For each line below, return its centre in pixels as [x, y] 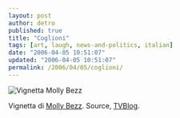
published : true [35, 30]
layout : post [30, 16]
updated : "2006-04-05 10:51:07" [62, 61]
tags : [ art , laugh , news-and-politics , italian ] [91, 45]
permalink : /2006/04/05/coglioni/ [66, 68]
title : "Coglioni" [39, 38]
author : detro [32, 23]
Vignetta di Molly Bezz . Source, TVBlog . [74, 105]
